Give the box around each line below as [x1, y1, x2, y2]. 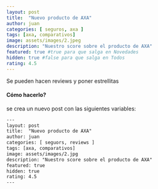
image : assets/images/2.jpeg [6, 37, 81, 44]
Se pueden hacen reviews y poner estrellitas [6, 77, 119, 85]
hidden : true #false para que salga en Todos [6, 55, 125, 61]
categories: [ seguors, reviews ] [6, 139, 95, 146]
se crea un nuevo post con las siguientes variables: [6, 105, 136, 112]
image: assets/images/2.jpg [6, 151, 79, 157]
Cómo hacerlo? [6, 91, 47, 99]
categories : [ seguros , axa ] [6, 26, 84, 33]
